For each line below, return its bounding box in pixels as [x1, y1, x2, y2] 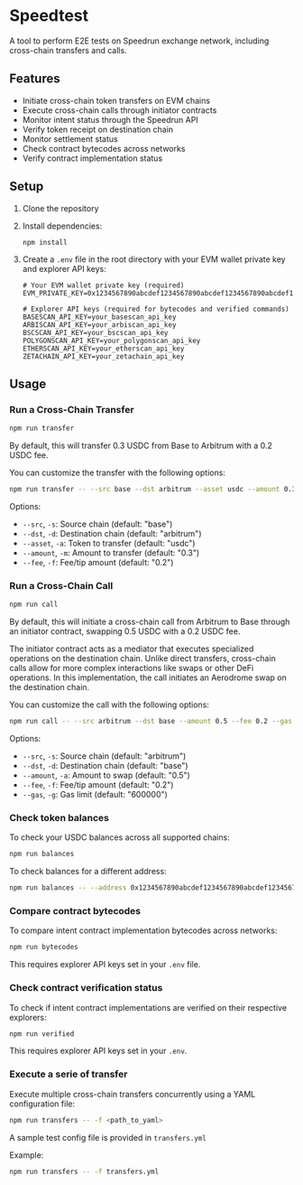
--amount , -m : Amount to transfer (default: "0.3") [22, 547, 200, 558]
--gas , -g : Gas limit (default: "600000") [22, 789, 169, 800]
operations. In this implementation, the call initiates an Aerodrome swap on [9, 672, 287, 683]
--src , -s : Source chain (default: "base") [22, 518, 173, 529]
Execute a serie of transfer [9, 1068, 128, 1080]
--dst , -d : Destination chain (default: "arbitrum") [22, 528, 202, 538]
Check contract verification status [9, 982, 163, 994]
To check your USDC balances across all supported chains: [9, 832, 230, 843]
